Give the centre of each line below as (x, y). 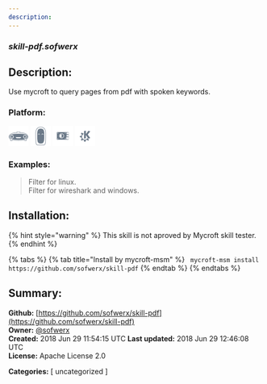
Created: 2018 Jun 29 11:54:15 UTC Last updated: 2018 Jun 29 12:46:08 (129, 338)
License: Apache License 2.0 (57, 356)
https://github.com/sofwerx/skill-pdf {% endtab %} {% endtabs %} (125, 268)
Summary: (35, 293)
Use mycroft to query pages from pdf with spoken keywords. (110, 92)
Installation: (39, 216)
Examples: (29, 164)
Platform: (27, 113)
